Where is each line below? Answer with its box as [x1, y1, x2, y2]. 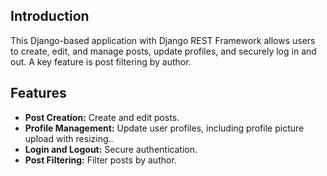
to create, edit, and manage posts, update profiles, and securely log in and [10, 45, 317, 57]
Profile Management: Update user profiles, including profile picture [24, 122, 305, 134]
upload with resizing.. [24, 132, 114, 144]
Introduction [10, 8, 90, 25]
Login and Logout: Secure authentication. [24, 143, 198, 155]
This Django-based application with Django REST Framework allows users [10, 34, 316, 46]
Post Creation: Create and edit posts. [24, 111, 180, 123]
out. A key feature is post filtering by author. [10, 55, 192, 68]
